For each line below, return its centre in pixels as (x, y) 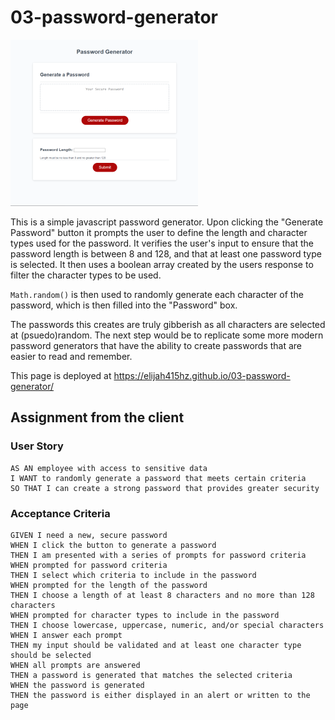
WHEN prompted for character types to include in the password (145, 615)
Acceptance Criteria (60, 513)
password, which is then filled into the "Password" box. (124, 305)
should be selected (51, 655)
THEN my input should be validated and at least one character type (156, 645)
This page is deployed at (61, 375)
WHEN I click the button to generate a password (113, 545)
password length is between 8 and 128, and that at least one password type (166, 253)
